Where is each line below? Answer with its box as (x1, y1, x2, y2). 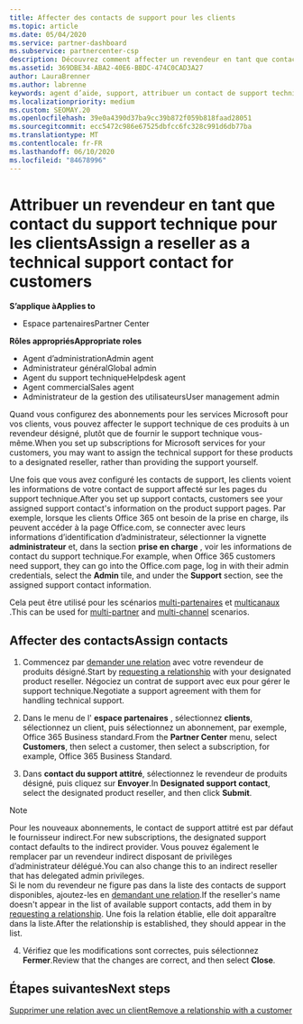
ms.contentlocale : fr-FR (9, 139, 103, 148)
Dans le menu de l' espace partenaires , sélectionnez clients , (22, 713, 253, 724)
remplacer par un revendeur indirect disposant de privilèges (9, 851, 233, 862)
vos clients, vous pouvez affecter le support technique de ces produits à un (9, 418, 290, 429)
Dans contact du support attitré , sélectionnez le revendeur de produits (22, 768, 288, 780)
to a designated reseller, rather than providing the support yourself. (9, 457, 259, 468)
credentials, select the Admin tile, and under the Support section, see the (9, 570, 284, 581)
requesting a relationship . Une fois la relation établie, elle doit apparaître (9, 909, 277, 919)
